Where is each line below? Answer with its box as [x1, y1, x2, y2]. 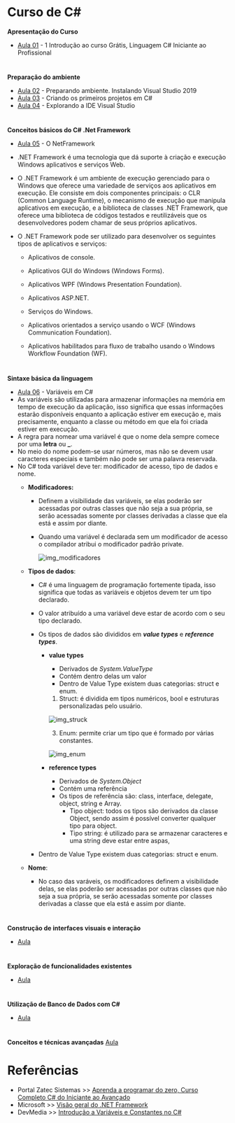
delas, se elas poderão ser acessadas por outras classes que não [38, 884, 227, 893]
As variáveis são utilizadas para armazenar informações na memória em [17, 395, 225, 403]
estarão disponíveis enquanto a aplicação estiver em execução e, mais [17, 410, 222, 418]
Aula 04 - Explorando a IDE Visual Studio [17, 101, 135, 110]
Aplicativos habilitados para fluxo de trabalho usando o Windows [27, 342, 215, 351]
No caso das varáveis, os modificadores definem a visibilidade [38, 877, 219, 885]
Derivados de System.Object [59, 777, 142, 785]
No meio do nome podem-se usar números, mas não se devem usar [17, 447, 214, 455]
